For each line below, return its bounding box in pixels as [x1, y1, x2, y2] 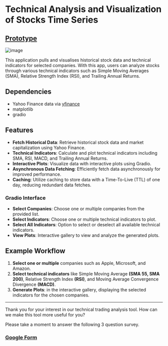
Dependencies [5, 88, 51, 96]
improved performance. [12, 171, 61, 177]
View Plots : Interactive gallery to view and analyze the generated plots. [12, 232, 160, 238]
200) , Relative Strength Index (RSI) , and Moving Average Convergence [12, 276, 159, 282]
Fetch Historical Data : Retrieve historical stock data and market [12, 139, 144, 145]
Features [5, 126, 33, 135]
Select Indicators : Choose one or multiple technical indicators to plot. [12, 216, 156, 222]
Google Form [5, 334, 37, 341]
